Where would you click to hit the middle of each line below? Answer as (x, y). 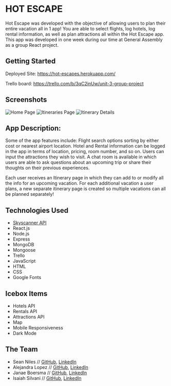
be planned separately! (30, 194)
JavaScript (24, 261)
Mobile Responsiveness (38, 328)
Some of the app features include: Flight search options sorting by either (82, 141)
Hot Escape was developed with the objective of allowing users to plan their (85, 23)
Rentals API (25, 311)
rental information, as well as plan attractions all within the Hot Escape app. (85, 34)
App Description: (33, 128)
